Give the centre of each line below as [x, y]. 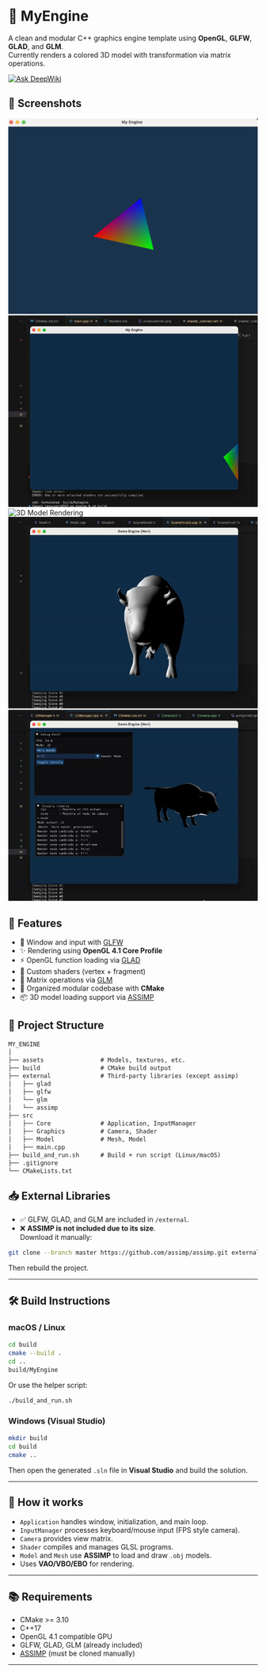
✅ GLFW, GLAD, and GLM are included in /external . [104, 1219]
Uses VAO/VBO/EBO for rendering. [77, 1564]
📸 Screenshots [45, 103]
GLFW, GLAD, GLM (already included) [81, 1645]
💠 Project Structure [56, 1025]
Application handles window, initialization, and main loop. [114, 1521]
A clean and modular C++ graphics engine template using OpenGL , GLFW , [130, 38]
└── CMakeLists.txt [40, 1171]
